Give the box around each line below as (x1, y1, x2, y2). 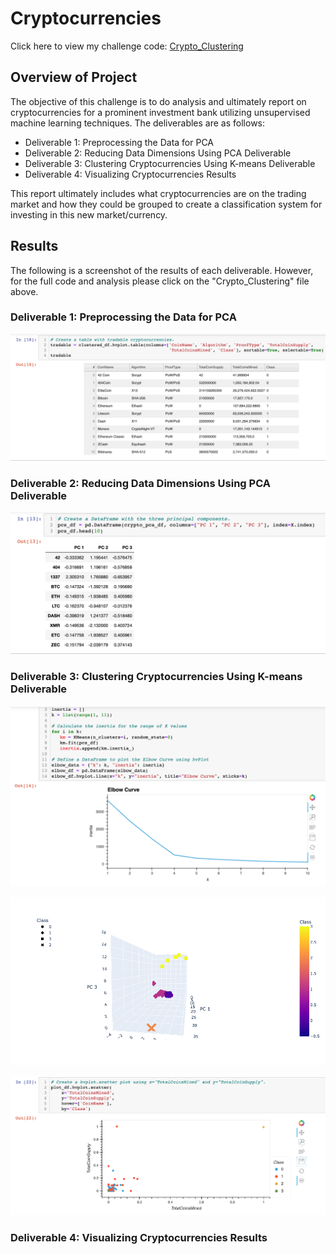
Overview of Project (10, 69, 138, 86)
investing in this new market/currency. (10, 208, 168, 221)
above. (10, 285, 39, 297)
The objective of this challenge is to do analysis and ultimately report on (10, 95, 307, 107)
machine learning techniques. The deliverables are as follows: (10, 117, 266, 129)
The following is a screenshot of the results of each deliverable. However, (10, 264, 314, 276)
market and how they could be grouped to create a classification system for (10, 198, 323, 210)
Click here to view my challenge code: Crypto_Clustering (10, 40, 244, 52)
